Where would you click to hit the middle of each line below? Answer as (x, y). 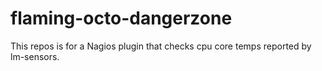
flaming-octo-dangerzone (121, 18)
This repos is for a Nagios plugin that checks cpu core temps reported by (161, 46)
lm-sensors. (35, 56)
